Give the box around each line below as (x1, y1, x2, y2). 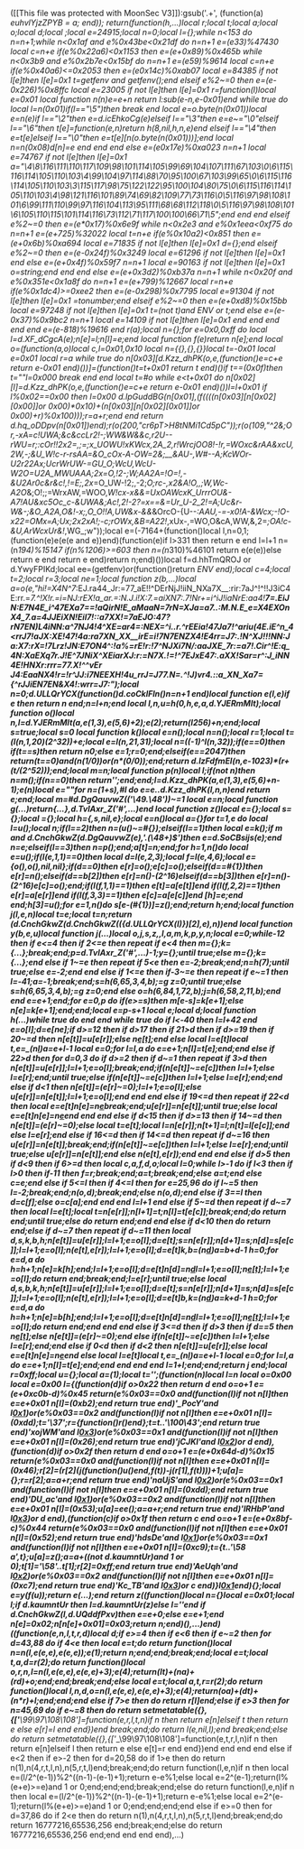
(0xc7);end (10, 1580, 53, 1591)
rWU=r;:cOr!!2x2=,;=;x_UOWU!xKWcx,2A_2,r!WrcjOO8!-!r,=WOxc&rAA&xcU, (10, 439, 294, 449)
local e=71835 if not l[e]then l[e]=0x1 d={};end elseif (83, 238, 278, 248)
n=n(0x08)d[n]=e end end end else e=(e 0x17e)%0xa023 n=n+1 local (10, 142, 267, 153)
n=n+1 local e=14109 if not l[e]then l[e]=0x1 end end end (69, 315, 281, 325)
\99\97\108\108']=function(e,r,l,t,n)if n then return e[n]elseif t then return (19, 1715, 289, 1724)
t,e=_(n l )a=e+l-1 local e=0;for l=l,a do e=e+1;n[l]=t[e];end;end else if (10, 1043, 275, 1054)
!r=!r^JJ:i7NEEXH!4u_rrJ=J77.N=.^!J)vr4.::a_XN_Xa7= (54, 670, 264, 680)
